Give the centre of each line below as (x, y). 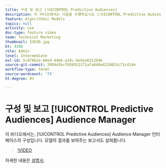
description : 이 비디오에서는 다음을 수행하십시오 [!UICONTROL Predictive (75, 14)
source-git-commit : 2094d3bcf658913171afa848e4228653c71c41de (70, 65)
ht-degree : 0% (20, 79)
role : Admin (17, 51)
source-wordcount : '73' (30, 74)
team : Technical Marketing (33, 38)
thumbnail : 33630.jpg (27, 42)
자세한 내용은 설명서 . (25, 160)
